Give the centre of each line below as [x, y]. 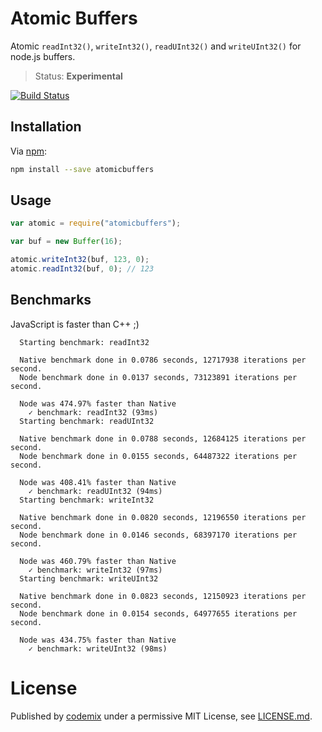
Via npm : [29, 151]
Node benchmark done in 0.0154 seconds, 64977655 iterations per [158, 613]
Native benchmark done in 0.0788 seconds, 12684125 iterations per [163, 438]
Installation [46, 127]
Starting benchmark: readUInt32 [87, 421]
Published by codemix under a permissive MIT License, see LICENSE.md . [161, 716]
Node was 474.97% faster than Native [98, 403]
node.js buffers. [43, 56]
